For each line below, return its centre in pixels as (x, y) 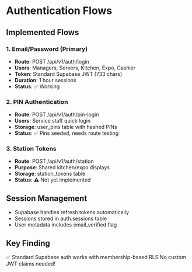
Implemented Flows (43, 32)
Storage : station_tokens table (50, 174)
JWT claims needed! (31, 264)
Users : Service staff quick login (53, 121)
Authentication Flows (59, 11)
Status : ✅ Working (37, 86)
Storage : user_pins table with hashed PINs (66, 127)
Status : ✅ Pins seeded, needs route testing (67, 133)
